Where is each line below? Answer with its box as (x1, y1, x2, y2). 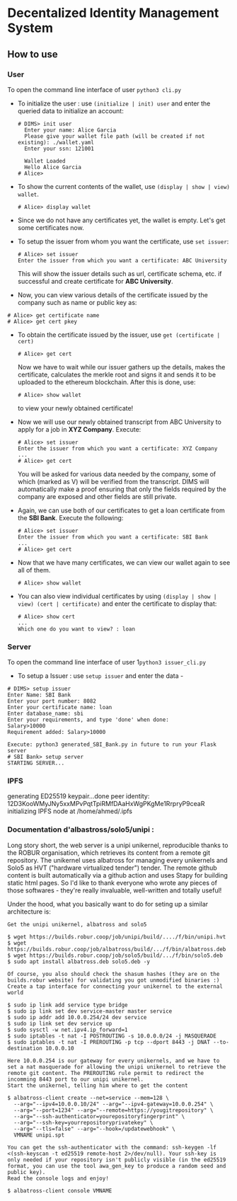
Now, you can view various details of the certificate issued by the (17, 290, 209, 299)
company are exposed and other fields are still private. (17, 492, 177, 500)
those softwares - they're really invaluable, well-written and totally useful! (7, 886, 222, 895)
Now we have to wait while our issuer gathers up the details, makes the (17, 362, 226, 371)
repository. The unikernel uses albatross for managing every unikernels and (7, 856, 228, 864)
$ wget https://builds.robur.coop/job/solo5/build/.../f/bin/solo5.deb (7, 952, 223, 959)
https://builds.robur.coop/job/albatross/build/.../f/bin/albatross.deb (7, 946, 226, 953)
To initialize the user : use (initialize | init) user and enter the (17, 99, 211, 108)
